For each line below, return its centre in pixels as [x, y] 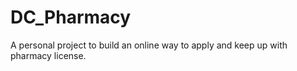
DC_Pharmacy [71, 17]
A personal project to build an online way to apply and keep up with [149, 45]
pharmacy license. [48, 55]
